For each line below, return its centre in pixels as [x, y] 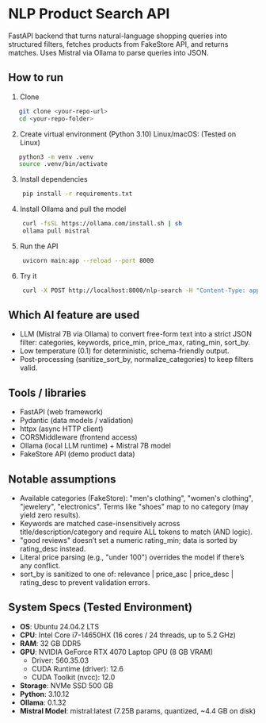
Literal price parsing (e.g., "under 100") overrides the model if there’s [132, 557]
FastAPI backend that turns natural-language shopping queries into [118, 36]
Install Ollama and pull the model [73, 209]
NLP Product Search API [89, 14]
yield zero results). [50, 515]
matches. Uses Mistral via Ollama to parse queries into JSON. [108, 52]
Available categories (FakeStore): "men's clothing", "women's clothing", [136, 498]
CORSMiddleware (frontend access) [78, 437]
